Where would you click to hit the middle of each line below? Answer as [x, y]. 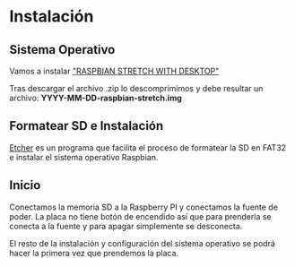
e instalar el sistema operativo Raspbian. [84, 157]
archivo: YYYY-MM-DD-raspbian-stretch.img [95, 98]
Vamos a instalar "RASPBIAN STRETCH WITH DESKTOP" [114, 71]
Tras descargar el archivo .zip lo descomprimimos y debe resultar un [136, 88]
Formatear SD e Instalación [87, 126]
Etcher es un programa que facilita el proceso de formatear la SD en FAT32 [148, 147]
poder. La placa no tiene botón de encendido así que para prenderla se [140, 216]
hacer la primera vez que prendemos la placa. [94, 253]
